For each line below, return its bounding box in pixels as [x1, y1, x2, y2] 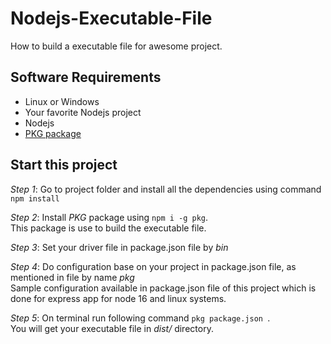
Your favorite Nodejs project [24, 106, 142, 118]
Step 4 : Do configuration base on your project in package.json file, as [10, 260, 297, 272]
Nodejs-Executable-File [10, 7, 213, 30]
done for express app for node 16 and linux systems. [10, 292, 227, 304]
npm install [10, 193, 60, 204]
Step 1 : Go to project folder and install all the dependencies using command [10, 183, 322, 195]
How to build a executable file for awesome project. [10, 40, 223, 52]
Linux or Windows [24, 95, 100, 107]
